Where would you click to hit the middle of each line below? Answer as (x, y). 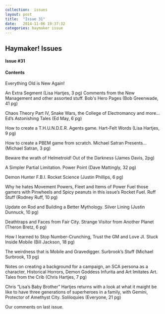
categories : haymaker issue (34, 28)
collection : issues (27, 10)
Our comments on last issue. (34, 307)
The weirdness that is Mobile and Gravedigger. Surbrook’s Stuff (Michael (79, 252)
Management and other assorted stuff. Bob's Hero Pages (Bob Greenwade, (82, 98)
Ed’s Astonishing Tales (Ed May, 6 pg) (44, 118)
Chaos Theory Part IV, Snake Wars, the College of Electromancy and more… (82, 113)
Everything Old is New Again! (35, 83)
